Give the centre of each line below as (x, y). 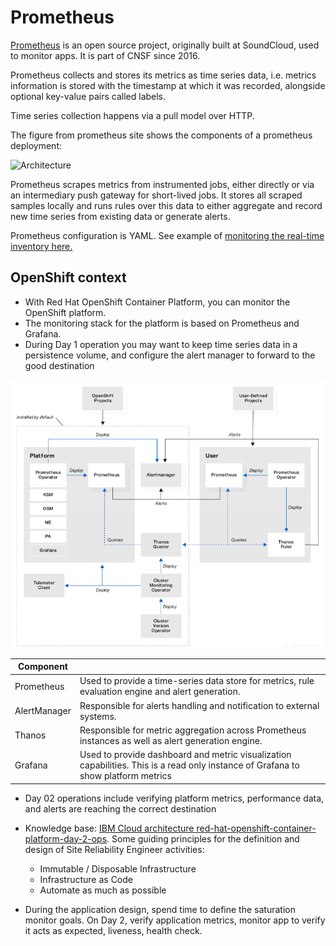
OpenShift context (68, 277)
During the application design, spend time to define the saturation (160, 909)
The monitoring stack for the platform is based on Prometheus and (162, 323)
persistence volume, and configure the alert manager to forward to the (170, 355)
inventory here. (41, 246)
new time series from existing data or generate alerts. (120, 216)
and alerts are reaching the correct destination (120, 808)
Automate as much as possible (103, 890)
